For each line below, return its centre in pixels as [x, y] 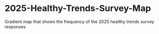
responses [15, 26]
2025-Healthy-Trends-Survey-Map [78, 8]
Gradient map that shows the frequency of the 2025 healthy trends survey [79, 22]
